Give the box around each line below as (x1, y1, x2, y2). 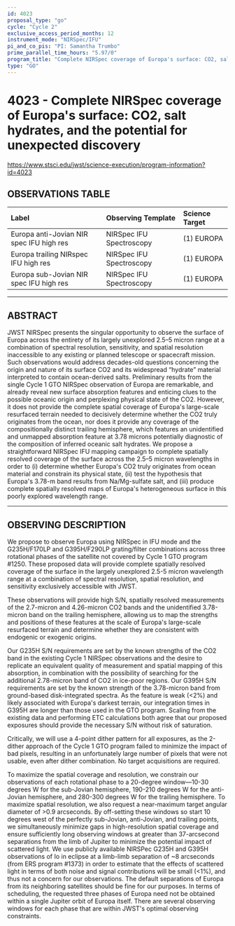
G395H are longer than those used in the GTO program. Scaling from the (7, 706, 217, 714)
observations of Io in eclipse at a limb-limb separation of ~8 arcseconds (7, 852, 215, 860)
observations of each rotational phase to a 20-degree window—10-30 (7, 778, 209, 786)
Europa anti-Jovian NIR (10, 229, 89, 239)
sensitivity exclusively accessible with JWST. (7, 582, 138, 590)
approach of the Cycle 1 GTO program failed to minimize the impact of (25, 742, 227, 750)
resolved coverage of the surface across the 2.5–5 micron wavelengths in (7, 455, 220, 463)
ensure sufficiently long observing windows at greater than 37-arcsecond (7, 830, 220, 838)
